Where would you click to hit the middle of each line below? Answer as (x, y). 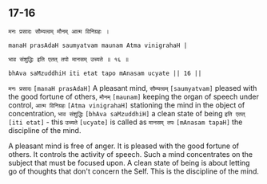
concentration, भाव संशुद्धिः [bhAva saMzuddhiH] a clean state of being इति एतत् (127, 113)
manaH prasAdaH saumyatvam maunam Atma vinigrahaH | (98, 45)
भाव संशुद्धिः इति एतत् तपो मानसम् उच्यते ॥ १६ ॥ (69, 59)
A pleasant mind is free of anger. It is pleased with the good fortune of (124, 146)
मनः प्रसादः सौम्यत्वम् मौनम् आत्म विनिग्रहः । (59, 31)
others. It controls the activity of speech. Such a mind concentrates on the (131, 154)
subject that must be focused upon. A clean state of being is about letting (129, 162)
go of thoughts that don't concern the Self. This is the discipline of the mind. (134, 171)
